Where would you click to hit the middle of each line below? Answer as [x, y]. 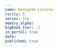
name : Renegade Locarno [29, 9]
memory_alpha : [19, 23]
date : [10, 37]
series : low [17, 18]
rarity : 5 [15, 14]
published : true [21, 41]
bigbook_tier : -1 [23, 28]
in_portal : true [21, 32]
